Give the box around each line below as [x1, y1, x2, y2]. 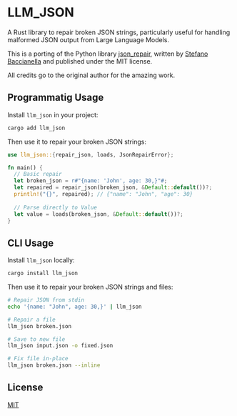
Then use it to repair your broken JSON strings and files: [7, 283, 173, 292]
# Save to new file [7, 335, 66, 343]
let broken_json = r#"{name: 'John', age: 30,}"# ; [14, 177, 168, 184]
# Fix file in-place [7, 355, 69, 362]
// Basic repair [14, 171, 62, 178]
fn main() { [7, 164, 43, 172]
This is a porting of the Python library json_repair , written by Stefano [7, 49, 208, 58]
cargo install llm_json [7, 269, 79, 277]
